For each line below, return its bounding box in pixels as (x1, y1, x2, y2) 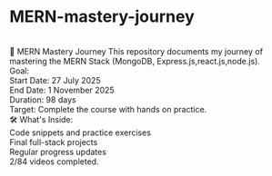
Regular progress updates (9, 146, 107, 157)
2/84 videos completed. (9, 156, 99, 167)
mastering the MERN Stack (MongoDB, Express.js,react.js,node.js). (9, 55, 261, 66)
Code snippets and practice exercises (9, 127, 152, 138)
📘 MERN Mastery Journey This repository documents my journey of (9, 45, 264, 56)
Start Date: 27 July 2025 (9, 74, 102, 85)
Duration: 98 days (9, 93, 76, 105)
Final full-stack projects (9, 136, 98, 147)
